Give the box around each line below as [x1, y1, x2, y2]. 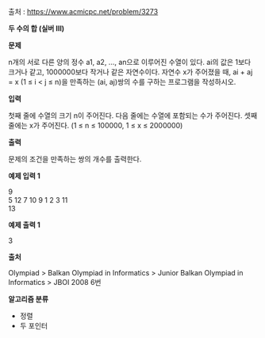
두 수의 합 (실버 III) [8, 24, 65, 33]
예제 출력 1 [8, 220, 41, 230]
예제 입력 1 [8, 171, 41, 180]
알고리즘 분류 [8, 294, 49, 303]
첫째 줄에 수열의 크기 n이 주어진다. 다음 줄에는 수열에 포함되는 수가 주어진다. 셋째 [8, 111, 258, 120]
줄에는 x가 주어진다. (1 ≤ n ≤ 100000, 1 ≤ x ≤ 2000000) [8, 121, 183, 130]
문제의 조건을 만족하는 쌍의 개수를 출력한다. [8, 154, 142, 164]
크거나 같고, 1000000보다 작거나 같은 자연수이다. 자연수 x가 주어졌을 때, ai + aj [8, 67, 253, 77]
